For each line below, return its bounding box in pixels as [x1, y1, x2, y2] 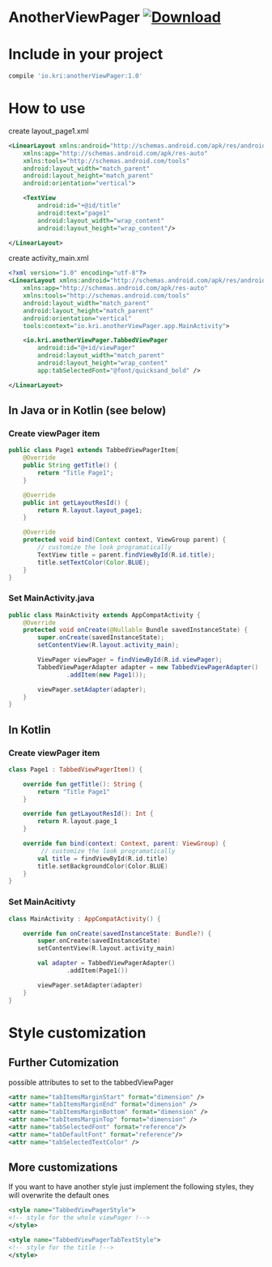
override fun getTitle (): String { [23, 780, 143, 788]
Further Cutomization [8, 1056, 119, 1069]
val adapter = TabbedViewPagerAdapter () [37, 959, 176, 967]
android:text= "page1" [37, 209, 111, 217]
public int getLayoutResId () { [23, 498, 129, 506]
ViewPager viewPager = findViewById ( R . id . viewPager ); [37, 656, 223, 664]
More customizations [8, 1161, 118, 1175]
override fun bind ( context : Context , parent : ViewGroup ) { [23, 839, 227, 848]
